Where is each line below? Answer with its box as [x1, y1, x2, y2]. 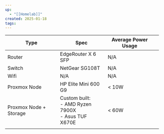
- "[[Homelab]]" [9, 12, 42, 17]
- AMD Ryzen [60, 101, 92, 108]
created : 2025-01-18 [5, 16, 47, 21]
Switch [7, 65, 23, 71]
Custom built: [60, 95, 91, 102]
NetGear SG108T [60, 65, 101, 71]
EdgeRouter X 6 [60, 51, 97, 58]
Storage [7, 110, 26, 117]
